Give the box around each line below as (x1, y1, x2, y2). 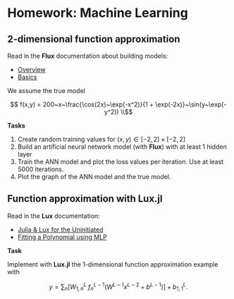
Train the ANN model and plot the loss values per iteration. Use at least (17, 157, 224, 166)
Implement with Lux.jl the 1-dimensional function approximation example (7, 260, 218, 269)
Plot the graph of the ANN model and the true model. (17, 173, 171, 181)
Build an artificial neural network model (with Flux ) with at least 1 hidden (17, 142, 227, 151)
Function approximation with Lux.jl (7, 193, 163, 205)
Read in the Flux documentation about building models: (7, 51, 168, 60)
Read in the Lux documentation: (7, 212, 100, 220)
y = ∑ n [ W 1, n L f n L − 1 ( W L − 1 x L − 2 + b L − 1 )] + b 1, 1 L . (49, 281, 188, 293)
